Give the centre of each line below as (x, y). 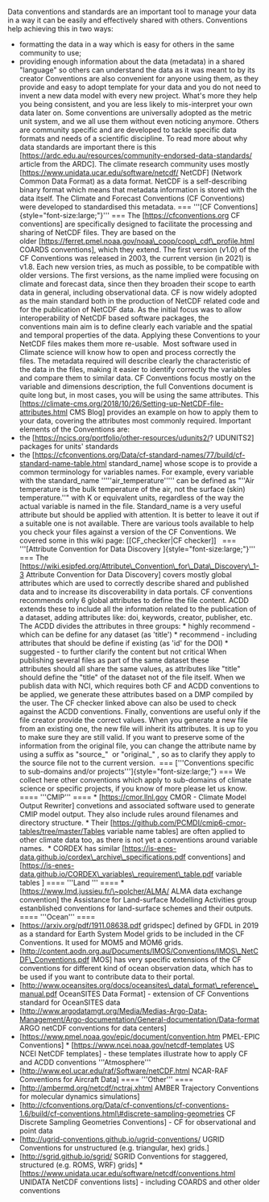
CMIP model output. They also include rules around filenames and (129, 814)
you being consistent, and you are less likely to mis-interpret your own (136, 104)
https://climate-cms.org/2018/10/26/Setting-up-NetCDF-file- (123, 403)
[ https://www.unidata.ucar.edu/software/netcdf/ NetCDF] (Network (130, 173)
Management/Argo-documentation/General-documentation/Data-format (139, 1019)
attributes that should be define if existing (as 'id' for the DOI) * (124, 643)
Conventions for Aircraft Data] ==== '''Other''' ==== (106, 1079)
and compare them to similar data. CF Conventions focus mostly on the (137, 378)
